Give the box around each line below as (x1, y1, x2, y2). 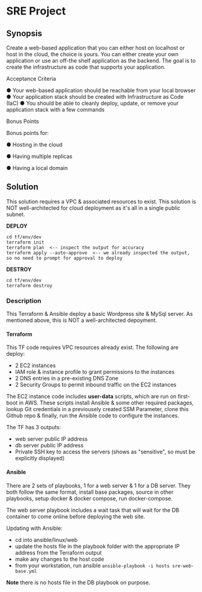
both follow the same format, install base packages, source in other (6, 488, 174, 496)
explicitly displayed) (14, 455, 65, 462)
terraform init (6, 239, 45, 245)
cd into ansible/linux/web (14, 536, 78, 543)
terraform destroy (6, 282, 52, 289)
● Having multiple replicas (6, 153, 72, 160)
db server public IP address (14, 442, 84, 449)
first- (177, 393, 191, 400)
